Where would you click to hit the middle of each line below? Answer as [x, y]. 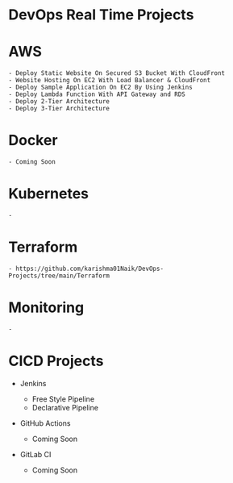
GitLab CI [35, 454]
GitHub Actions [45, 423]
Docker [33, 141]
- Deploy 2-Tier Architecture [59, 102]
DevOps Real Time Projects [101, 15]
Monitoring [46, 308]
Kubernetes [49, 194]
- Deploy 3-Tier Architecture [59, 109]
